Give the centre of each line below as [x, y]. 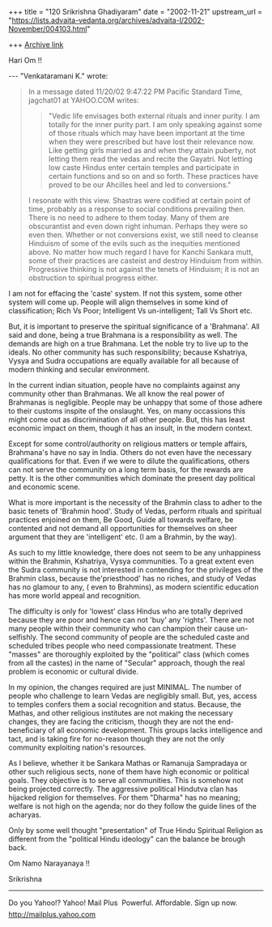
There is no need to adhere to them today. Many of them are [129, 217]
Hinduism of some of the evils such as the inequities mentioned [134, 243]
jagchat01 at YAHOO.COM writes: [83, 100]
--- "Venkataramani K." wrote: [58, 76]
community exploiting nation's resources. [77, 747]
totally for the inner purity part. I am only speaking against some [155, 124]
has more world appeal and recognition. [75, 595]
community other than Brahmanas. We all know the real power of [117, 393]
